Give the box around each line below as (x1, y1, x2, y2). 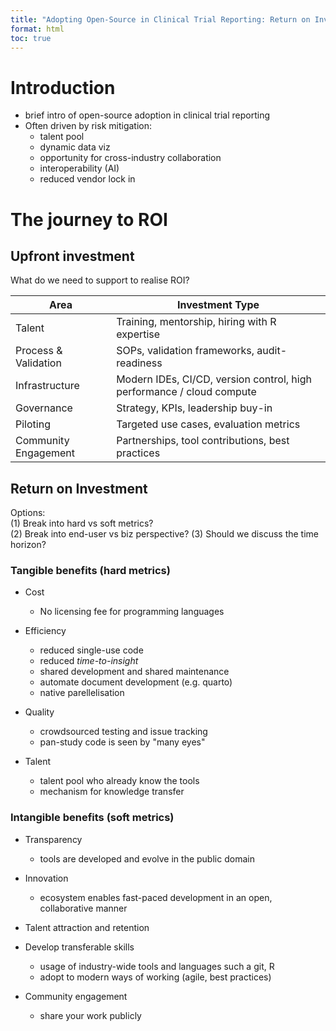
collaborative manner (39, 902, 128, 914)
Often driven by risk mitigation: (24, 120, 153, 132)
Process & (15, 344, 63, 358)
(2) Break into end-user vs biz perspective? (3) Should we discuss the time (10, 528, 320, 540)
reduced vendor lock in (39, 173, 136, 185)
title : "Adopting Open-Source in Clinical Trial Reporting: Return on (10, 14, 311, 25)
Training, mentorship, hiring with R (116, 315, 277, 329)
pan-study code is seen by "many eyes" (39, 736, 206, 748)
